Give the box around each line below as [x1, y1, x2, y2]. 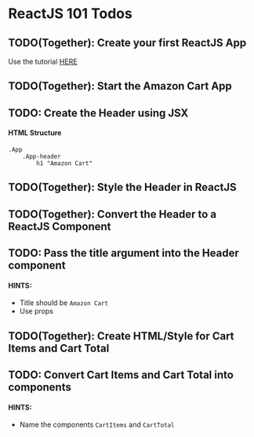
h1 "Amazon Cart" [36, 159, 93, 167]
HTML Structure [8, 128, 62, 138]
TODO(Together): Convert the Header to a [8, 207, 217, 221]
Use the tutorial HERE [8, 57, 78, 66]
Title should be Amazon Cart [19, 298, 108, 307]
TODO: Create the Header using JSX [8, 106, 189, 119]
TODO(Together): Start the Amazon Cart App [8, 79, 233, 93]
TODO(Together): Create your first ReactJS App [8, 36, 247, 50]
